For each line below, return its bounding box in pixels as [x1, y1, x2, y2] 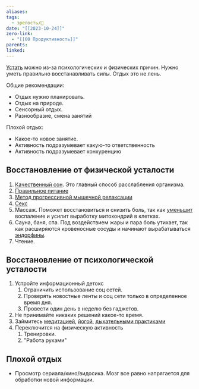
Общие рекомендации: [6, 81, 65, 89]
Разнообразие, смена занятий [14, 112, 92, 119]
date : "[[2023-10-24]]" [6, 25, 65, 32]
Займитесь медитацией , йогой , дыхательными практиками [14, 318, 166, 325]
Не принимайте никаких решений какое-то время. [14, 312, 144, 319]
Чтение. [14, 237, 35, 244]
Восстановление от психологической [6, 255, 153, 265]
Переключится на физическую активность [14, 324, 124, 331]
